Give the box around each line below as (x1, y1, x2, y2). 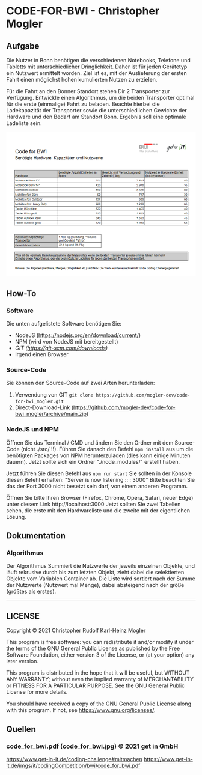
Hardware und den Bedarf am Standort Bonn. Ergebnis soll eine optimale (6, 113, 186, 120)
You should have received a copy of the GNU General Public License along (6, 700, 191, 707)
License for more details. (6, 688, 68, 696)
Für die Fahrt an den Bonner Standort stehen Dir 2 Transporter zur (6, 88, 170, 94)
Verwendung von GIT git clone (14, 391, 94, 398)
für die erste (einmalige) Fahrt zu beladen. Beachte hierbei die (6, 100, 161, 108)
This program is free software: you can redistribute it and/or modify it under (6, 639, 194, 646)
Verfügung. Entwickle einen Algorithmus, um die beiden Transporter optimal (6, 94, 195, 101)
